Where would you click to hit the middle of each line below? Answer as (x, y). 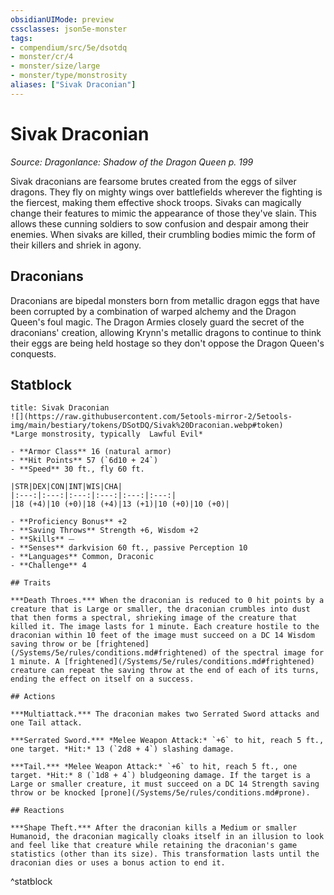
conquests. (33, 353)
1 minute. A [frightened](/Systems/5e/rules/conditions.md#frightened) (162, 662)
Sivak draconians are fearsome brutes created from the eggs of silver (153, 181)
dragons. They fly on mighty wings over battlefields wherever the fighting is (166, 192)
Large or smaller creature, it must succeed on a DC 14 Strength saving (165, 784)
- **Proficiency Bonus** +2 (69, 522)
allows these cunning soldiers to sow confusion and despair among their (160, 223)
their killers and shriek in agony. (76, 245)
